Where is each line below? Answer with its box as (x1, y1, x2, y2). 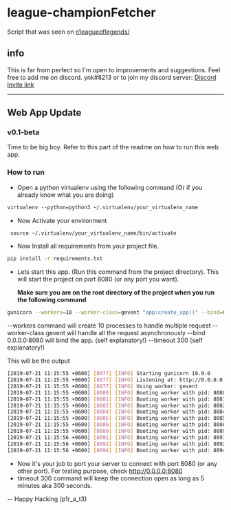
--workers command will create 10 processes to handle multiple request (7, 321, 211, 330)
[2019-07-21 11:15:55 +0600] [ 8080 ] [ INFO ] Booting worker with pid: (7, 389, 211, 396)
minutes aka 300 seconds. (16, 481, 93, 489)
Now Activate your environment (16, 216, 107, 224)
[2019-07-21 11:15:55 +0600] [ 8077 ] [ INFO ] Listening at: (7, 376, 177, 383)
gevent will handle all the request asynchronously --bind (45, 329, 206, 337)
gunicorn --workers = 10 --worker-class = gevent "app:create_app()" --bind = (7, 309, 223, 316)
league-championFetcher (7, 5, 156, 21)
